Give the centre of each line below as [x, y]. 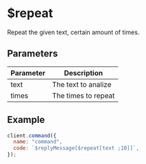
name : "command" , [38, 142]
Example [26, 120]
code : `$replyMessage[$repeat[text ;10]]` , [76, 148]
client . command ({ [32, 135]
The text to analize [82, 84]
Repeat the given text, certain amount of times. [73, 32]
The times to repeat [83, 96]
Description [84, 72]
